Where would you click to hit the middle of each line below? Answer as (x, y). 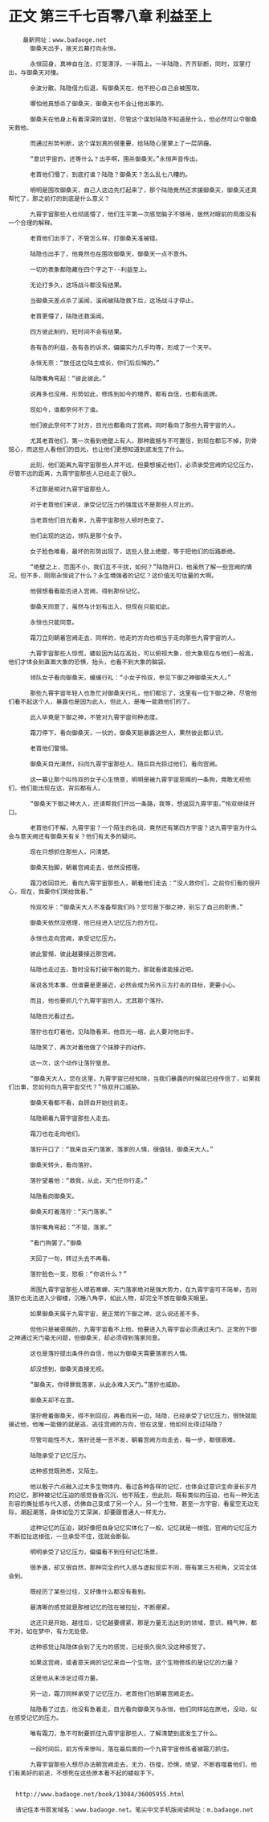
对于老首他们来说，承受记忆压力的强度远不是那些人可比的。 (113, 505)
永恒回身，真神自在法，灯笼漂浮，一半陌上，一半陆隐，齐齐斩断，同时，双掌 (137, 64)
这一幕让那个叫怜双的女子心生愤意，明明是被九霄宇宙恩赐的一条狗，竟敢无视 (137, 780)
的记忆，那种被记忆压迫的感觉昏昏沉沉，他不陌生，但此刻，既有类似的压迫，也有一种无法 (134, 1495)
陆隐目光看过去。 (54, 1016)
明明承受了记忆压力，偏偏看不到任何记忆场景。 (96, 1552)
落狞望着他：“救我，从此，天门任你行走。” (89, 1180)
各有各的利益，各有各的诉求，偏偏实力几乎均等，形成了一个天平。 (122, 347)
